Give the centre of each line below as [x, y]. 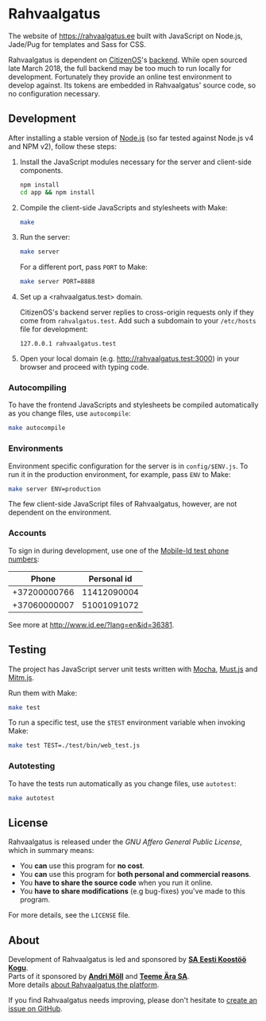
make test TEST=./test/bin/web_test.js [74, 745]
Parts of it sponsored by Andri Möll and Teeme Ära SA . [99, 976]
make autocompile [37, 428]
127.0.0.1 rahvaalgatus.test [68, 344]
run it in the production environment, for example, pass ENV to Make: [120, 474]
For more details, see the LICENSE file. [69, 915]
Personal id [110, 578]
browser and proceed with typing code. [84, 367]
